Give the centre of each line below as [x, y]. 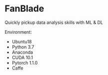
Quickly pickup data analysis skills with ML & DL [54, 22]
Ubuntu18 [22, 41]
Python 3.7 [23, 47]
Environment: [18, 32]
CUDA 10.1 [22, 57]
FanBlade [24, 9]
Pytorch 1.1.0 [25, 63]
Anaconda [22, 52]
